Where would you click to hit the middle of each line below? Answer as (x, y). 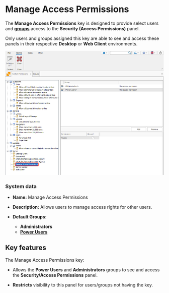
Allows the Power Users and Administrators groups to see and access (86, 270)
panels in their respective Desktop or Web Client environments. (71, 43)
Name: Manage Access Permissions (50, 197)
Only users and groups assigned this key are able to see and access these (82, 38)
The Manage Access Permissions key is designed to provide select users (82, 23)
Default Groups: (29, 217)
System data (21, 186)
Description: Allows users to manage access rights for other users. (82, 207)
